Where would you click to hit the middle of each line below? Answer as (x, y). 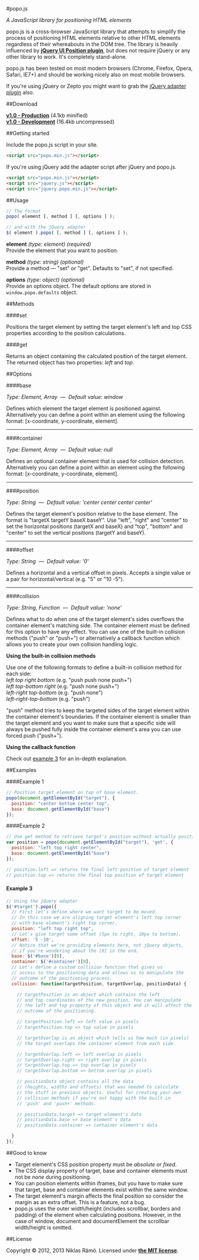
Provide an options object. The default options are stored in (78, 286)
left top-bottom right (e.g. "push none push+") (63, 686)
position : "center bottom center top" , (61, 804)
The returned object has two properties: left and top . (70, 362)
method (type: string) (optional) (45, 262)
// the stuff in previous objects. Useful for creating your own (99, 1092)
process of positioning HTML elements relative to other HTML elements (93, 38)
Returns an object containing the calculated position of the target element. (97, 356)
